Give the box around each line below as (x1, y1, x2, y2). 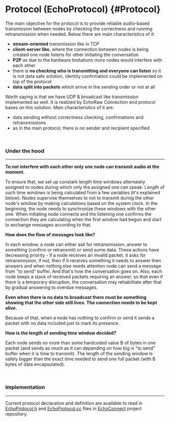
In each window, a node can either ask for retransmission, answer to (5, 241, 148, 247)
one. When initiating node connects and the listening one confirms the (5, 211, 152, 217)
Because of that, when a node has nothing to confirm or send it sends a (5, 315, 155, 321)
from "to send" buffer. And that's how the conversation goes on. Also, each (5, 268, 162, 274)
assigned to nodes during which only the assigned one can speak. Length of (5, 184, 165, 190)
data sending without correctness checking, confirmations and (12, 114, 144, 120)
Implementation (5, 384, 46, 391)
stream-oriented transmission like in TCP (12, 40, 100, 47)
